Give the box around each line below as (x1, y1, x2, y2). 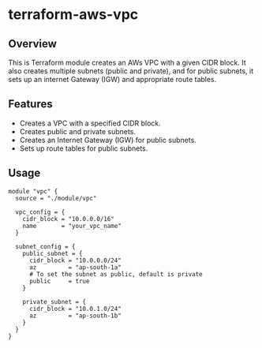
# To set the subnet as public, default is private (28, 270, 203, 278)
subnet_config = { (15, 242, 77, 250)
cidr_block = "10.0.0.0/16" (22, 215, 114, 223)
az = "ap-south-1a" (28, 263, 122, 271)
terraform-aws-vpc (8, 6, 139, 24)
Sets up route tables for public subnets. (19, 144, 148, 153)
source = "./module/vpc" (15, 194, 97, 202)
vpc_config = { (15, 208, 65, 216)
